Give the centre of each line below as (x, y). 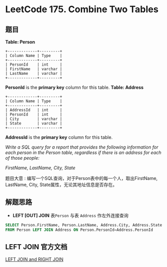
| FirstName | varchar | (34, 69)
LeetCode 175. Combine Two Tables (82, 9)
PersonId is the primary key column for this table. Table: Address (74, 87)
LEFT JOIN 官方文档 (36, 247)
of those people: (22, 158)
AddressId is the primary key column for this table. (59, 137)
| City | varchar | (34, 119)
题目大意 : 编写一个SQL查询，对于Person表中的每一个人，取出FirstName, (81, 178)
